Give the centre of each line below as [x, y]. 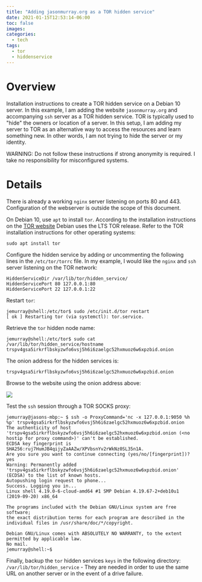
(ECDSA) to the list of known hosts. [54, 475]
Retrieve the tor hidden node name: [51, 328]
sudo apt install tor [33, 243]
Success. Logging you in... [42, 486]
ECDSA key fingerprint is [39, 444]
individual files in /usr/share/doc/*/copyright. [70, 523]
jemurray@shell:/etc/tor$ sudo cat [51, 339]
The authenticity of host [39, 428]
